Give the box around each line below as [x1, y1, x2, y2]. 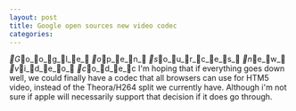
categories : [9, 29, 53, 38]
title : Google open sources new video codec [9, 21, 177, 30]
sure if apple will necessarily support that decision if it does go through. [9, 91, 273, 102]
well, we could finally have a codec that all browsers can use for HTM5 [9, 73, 269, 83]
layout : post [9, 12, 58, 22]
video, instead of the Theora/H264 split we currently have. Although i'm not [9, 82, 287, 93]
